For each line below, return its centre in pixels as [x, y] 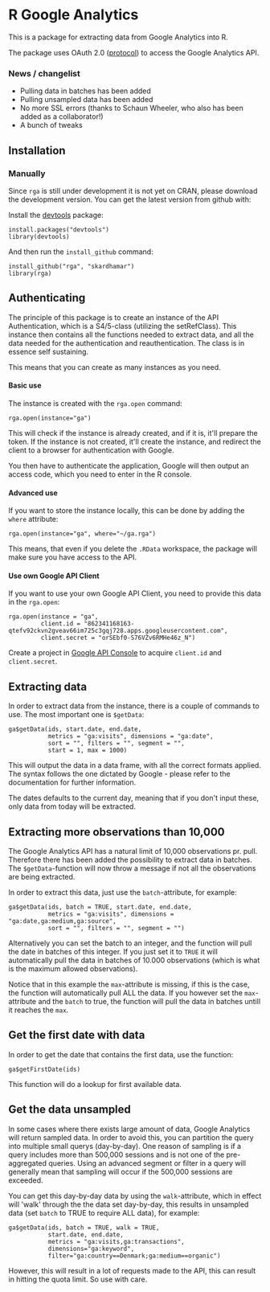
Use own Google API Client [54, 576]
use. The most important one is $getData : [76, 715]
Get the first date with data [77, 1035]
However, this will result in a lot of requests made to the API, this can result [132, 1270]
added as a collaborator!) [61, 117]
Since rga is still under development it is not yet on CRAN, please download [133, 191]
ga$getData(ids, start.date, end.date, [75, 729]
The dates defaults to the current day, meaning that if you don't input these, [134, 798]
